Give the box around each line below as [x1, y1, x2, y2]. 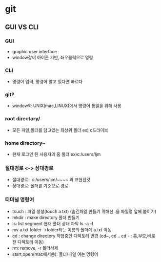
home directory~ [5, 139, 46, 146]
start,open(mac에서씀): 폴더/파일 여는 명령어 [12, 251, 99, 257]
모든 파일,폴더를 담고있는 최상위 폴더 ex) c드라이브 [12, 127, 108, 133]
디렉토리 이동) [17, 239, 44, 245]
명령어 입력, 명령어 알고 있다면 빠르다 [12, 79, 83, 85]
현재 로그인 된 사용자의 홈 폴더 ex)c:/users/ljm [12, 152, 101, 157]
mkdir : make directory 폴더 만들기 [12, 214, 80, 220]
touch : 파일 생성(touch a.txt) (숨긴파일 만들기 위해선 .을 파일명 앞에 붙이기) [12, 208, 157, 214]
